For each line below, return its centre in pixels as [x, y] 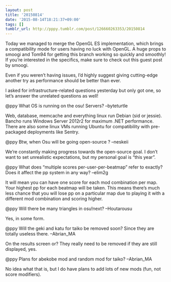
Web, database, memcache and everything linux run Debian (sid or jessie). [84, 116]
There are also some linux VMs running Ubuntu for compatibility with [78, 127]
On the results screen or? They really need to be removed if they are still [81, 244]
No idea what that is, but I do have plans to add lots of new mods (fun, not [83, 269]
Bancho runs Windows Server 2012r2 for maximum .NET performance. [80, 121]
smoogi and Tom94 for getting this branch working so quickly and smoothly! [86, 55]
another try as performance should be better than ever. [63, 81]
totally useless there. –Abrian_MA [40, 234]
